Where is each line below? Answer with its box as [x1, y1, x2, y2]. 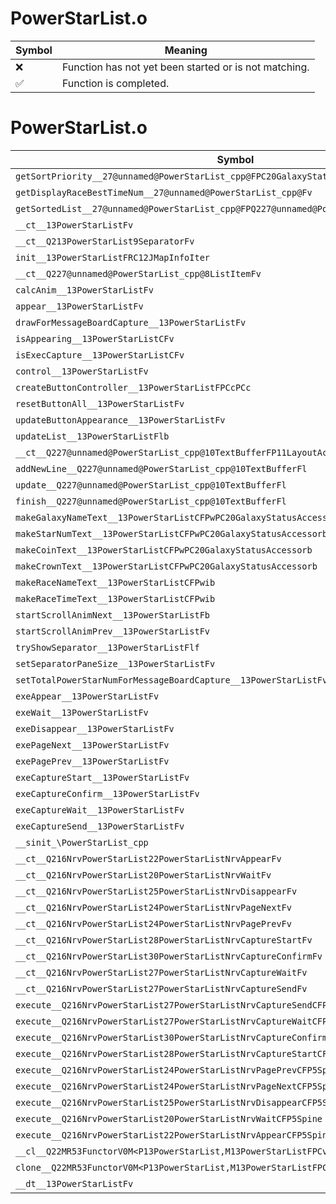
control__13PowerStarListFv [15, 365, 149, 377]
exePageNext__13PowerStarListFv [15, 739, 170, 751]
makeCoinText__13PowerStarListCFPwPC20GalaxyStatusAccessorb [15, 544, 313, 556]
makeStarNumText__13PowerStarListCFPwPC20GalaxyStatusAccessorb [15, 528, 328, 539]
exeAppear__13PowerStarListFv [15, 690, 160, 702]
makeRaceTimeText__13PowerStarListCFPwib [15, 593, 216, 604]
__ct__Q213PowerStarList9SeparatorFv [15, 235, 195, 247]
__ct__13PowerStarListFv [15, 219, 134, 231]
